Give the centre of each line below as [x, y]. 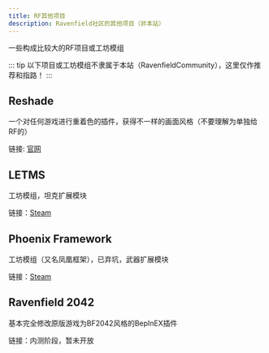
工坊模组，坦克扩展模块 [48, 196]
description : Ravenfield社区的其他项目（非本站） [87, 24]
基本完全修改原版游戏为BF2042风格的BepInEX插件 [93, 323]
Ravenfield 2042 [52, 302]
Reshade [31, 101]
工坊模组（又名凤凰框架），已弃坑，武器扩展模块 [89, 259]
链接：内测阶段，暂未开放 [51, 340]
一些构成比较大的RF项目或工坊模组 [66, 47]
